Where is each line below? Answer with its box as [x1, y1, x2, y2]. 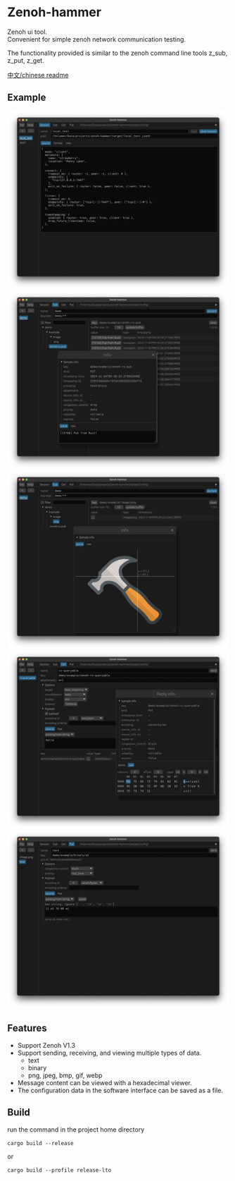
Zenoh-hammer [7, 4, 102, 20]
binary [27, 1063, 47, 1072]
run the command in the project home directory [7, 1125, 145, 1134]
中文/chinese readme [7, 71, 69, 79]
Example [7, 92, 46, 104]
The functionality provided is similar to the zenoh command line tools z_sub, [7, 49, 228, 57]
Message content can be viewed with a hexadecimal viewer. [17, 1078, 192, 1087]
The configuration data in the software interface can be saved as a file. [17, 1086, 224, 1094]
